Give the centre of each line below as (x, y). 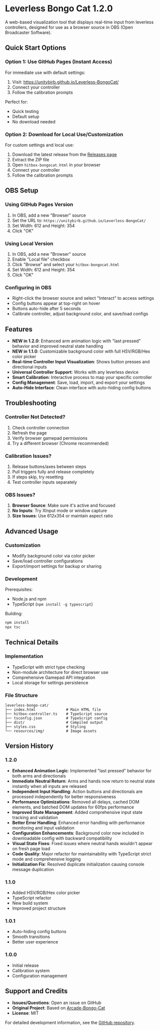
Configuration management (40, 976)
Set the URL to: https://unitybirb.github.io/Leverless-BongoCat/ (79, 220)
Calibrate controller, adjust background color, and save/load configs (80, 314)
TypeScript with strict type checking (48, 667)
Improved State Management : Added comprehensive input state (77, 812)
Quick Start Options (36, 48)
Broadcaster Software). (28, 32)
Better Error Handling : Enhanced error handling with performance (78, 823)
